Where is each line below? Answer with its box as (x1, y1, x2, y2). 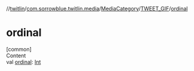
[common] (6, 45, 32, 53)
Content (6, 52, 26, 59)
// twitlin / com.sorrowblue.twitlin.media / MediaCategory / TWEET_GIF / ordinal (6, 5, 188, 12)
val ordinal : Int (6, 58, 41, 65)
